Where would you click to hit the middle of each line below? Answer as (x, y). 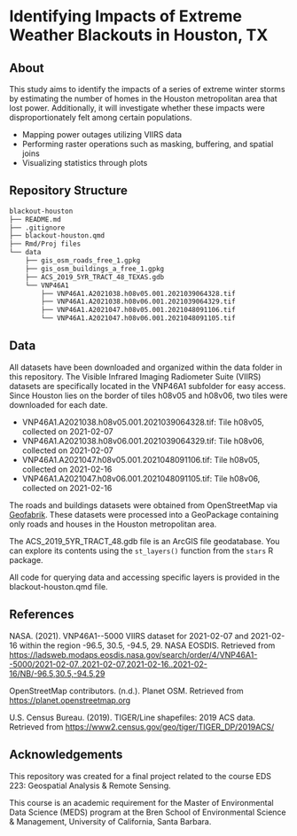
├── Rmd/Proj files (45, 244)
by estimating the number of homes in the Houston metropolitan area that (143, 98)
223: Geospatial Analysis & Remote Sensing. (90, 785)
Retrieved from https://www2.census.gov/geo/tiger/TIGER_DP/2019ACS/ (142, 727)
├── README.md (35, 219)
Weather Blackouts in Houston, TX (139, 35)
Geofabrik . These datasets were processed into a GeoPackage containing (144, 514)
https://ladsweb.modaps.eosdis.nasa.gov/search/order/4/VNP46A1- (133, 654)
